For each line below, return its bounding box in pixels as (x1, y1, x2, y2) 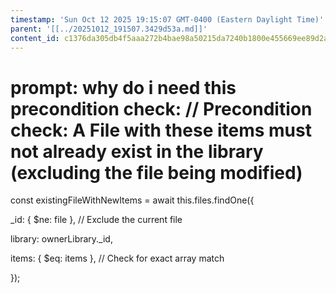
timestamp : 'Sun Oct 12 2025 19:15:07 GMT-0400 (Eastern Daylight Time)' (10, 14, 325, 25)
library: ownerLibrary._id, (10, 233, 113, 245)
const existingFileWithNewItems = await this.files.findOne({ (10, 194, 255, 206)
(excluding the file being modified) (10, 161, 303, 184)
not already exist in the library (10, 140, 264, 163)
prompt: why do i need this (10, 76, 237, 99)
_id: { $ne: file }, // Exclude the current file (10, 214, 183, 226)
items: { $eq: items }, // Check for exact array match (10, 252, 225, 265)
